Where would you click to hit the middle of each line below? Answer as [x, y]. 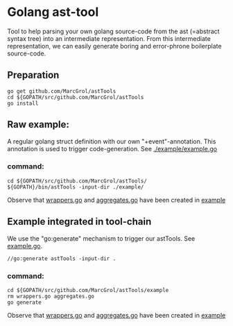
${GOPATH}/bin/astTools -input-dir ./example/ [76, 187]
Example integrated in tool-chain [79, 222]
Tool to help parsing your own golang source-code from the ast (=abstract [113, 31]
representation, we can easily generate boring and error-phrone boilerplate [114, 46]
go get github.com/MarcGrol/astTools [62, 91]
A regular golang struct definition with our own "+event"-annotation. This [112, 141]
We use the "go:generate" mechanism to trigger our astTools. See [101, 238]
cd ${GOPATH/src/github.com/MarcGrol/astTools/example [88, 290]
